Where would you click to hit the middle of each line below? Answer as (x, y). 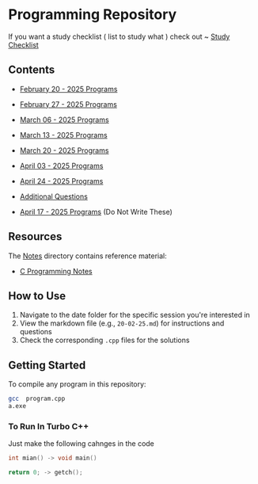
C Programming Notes (56, 271)
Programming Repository (93, 15)
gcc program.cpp (37, 399)
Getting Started (47, 365)
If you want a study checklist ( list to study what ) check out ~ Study (119, 36)
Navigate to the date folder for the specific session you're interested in (135, 315)
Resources (35, 236)
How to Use (37, 296)
